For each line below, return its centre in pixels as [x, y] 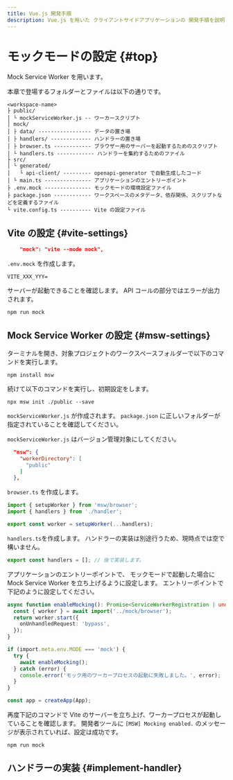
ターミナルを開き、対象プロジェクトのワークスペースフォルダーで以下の [110, 353]
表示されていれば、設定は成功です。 [71, 732]
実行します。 [43, 362]
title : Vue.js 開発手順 [39, 14]
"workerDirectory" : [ [51, 458]
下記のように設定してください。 [53, 591]
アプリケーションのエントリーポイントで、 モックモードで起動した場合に [111, 574]
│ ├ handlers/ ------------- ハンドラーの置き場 [74, 139]
